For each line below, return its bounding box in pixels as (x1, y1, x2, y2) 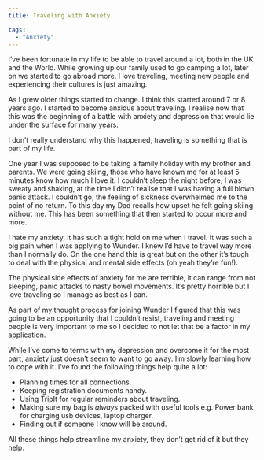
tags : (8, 25, 26, 34)
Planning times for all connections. (19, 377, 132, 387)
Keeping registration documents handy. (19, 386, 148, 395)
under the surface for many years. (8, 120, 119, 130)
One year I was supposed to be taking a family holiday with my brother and (8, 159, 251, 169)
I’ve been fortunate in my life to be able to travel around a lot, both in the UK (8, 54, 254, 64)
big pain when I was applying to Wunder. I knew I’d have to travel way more (8, 241, 252, 250)
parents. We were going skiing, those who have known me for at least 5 (8, 167, 240, 177)
